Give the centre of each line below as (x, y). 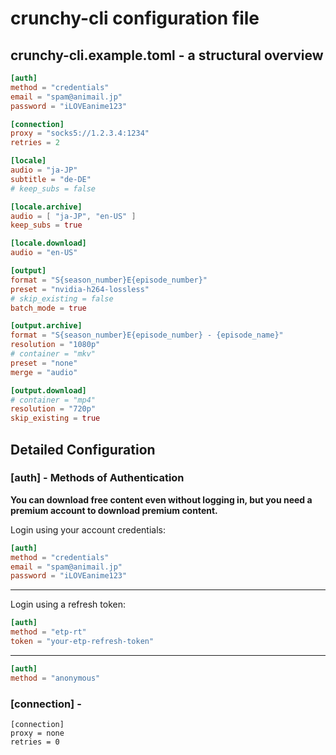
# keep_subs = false (53, 188)
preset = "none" (44, 363)
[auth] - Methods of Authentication (97, 478)
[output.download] (48, 390)
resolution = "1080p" (55, 345)
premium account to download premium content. (114, 510)
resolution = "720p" (53, 409)
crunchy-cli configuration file (135, 18)
